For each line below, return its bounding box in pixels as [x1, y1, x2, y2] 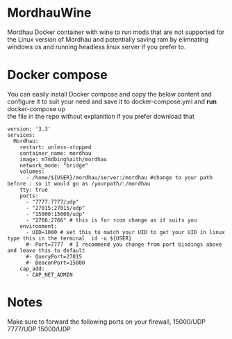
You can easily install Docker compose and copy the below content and [7, 90, 212, 98]
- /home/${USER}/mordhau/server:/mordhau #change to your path [25, 174, 213, 181]
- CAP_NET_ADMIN [25, 271, 73, 279]
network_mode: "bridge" [19, 162, 89, 169]
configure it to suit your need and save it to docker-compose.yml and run [7, 97, 217, 106]
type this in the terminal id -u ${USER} [7, 235, 132, 242]
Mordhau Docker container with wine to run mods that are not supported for [7, 28, 225, 36]
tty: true [19, 186, 49, 193]
